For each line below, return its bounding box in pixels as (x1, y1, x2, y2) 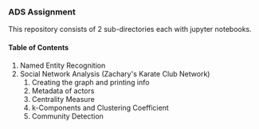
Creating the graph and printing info (31, 77, 150, 87)
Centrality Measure (31, 94, 96, 104)
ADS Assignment (8, 6, 76, 18)
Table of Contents (8, 42, 69, 52)
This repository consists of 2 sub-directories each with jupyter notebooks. (8, 25, 253, 34)
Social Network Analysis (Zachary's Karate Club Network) (19, 68, 210, 78)
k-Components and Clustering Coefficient (31, 103, 169, 112)
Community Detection (31, 111, 104, 121)
